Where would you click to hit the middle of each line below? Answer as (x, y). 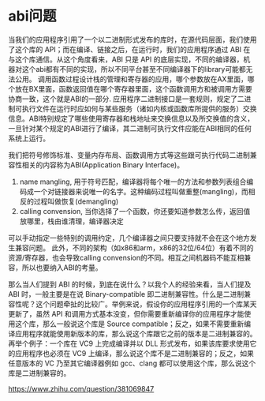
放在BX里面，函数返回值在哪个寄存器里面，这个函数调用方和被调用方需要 (133, 88)
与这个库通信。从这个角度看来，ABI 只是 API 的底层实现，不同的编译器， (126, 59)
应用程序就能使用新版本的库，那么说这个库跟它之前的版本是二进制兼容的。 (136, 333)
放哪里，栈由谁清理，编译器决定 (71, 221)
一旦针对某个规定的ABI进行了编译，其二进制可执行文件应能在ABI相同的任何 (130, 128)
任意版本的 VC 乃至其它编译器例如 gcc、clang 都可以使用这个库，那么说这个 (132, 363)
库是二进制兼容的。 (39, 373)
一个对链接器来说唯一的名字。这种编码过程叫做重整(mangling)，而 (141, 191)
